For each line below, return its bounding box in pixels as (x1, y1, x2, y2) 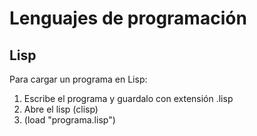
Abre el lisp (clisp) (23, 103, 99, 115)
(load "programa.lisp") (23, 114, 116, 126)
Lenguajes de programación (9, 7, 247, 30)
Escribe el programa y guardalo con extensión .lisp (23, 93, 234, 104)
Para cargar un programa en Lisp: (9, 73, 148, 85)
